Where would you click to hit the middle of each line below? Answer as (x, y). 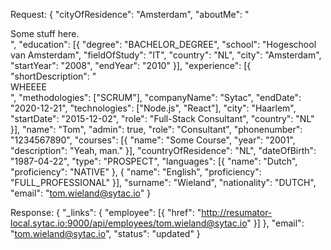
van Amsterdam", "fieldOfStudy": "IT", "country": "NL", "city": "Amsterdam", (166, 55)
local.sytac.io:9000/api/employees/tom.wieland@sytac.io (129, 223)
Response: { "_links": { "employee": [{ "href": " (106, 212)
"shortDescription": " (53, 76)
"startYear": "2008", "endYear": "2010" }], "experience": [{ (131, 65)
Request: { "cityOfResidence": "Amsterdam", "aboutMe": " (130, 14)
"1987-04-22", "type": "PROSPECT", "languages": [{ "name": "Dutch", (154, 161)
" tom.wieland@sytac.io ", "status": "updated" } (105, 233)
